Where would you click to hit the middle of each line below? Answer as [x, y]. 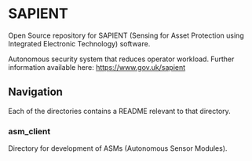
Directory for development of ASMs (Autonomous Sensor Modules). [118, 148]
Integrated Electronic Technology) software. [79, 43]
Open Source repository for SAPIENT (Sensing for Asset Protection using [126, 35]
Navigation [35, 92]
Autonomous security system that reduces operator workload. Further [121, 59]
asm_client [29, 131]
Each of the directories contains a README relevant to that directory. [120, 111]
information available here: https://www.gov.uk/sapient [97, 67]
